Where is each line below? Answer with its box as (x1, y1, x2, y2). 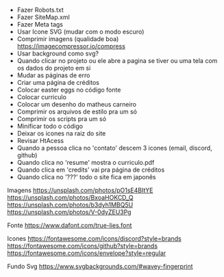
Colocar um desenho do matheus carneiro (16, 101, 137, 108)
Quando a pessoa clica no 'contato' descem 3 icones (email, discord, (16, 144, 212, 152)
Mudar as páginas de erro (16, 71, 90, 79)
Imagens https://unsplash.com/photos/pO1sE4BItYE (7, 186, 153, 194)
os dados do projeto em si (16, 64, 91, 72)
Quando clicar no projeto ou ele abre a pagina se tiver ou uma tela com (16, 57, 218, 64)
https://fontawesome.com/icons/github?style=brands (7, 242, 158, 250)
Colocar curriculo (16, 93, 67, 101)
